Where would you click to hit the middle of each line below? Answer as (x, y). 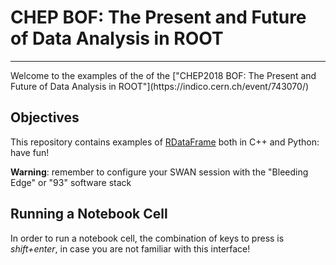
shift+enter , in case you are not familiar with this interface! (130, 248)
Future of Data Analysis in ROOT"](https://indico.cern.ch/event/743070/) (160, 86)
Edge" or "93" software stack (71, 182)
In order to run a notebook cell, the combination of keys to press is (147, 238)
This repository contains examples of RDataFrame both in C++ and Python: (165, 142)
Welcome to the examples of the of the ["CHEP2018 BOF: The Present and (163, 75)
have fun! (30, 152)
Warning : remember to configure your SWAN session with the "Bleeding (159, 172)
